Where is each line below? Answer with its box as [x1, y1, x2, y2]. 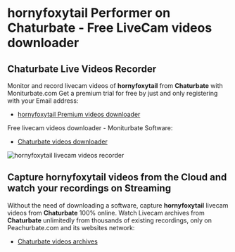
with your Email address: [7, 96, 79, 105]
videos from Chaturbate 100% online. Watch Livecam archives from [7, 208, 205, 217]
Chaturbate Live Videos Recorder [7, 63, 157, 75]
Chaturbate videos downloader [17, 137, 108, 146]
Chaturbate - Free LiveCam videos [7, 20, 212, 36]
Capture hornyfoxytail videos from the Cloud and [7, 171, 227, 184]
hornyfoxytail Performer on [7, 5, 171, 21]
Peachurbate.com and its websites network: [7, 223, 135, 232]
